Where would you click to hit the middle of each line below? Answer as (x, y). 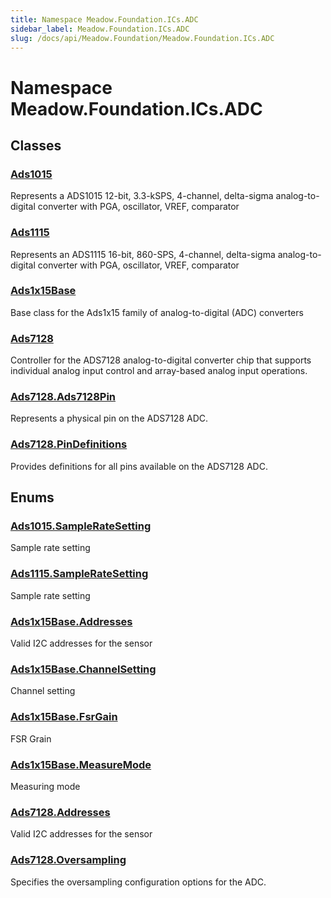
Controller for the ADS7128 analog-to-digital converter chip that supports (161, 360)
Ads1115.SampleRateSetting (79, 574)
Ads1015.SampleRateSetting (81, 526)
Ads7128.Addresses (60, 812)
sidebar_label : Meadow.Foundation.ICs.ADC (100, 29)
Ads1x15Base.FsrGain (64, 717)
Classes (36, 145)
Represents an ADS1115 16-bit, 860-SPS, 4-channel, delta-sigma (143, 254)
